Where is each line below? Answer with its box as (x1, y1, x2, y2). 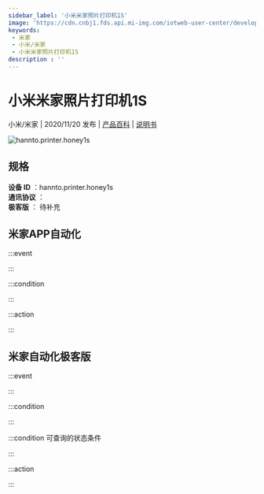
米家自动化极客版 (8, 350, 91, 363)
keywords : (8, 26, 41, 34)
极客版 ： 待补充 (8, 202, 60, 211)
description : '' (8, 56, 65, 64)
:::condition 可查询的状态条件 (8, 433, 102, 443)
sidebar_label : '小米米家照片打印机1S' (8, 11, 128, 20)
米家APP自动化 (8, 228, 81, 241)
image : (8, 19, 30, 27)
